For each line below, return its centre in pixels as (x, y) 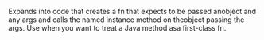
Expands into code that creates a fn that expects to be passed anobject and (132, 11)
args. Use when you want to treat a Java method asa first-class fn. (117, 28)
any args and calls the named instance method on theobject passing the (126, 20)
